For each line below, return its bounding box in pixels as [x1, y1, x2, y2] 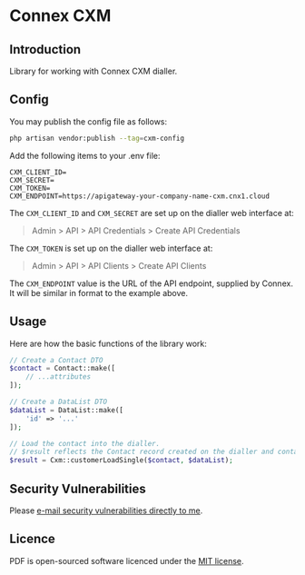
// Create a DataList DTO [9, 397, 107, 406]
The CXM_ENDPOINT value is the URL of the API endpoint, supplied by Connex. [9, 278, 293, 289]
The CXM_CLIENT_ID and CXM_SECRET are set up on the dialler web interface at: [9, 207, 295, 218]
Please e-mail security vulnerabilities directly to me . [9, 505, 203, 516]
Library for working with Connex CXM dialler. [9, 65, 178, 76]
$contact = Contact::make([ [9, 364, 116, 373]
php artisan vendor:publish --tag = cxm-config [9, 134, 184, 143]
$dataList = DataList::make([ [9, 405, 124, 414]
